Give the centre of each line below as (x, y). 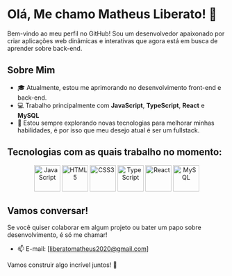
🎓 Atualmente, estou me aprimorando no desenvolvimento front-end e (119, 87)
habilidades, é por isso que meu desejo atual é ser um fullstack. (108, 130)
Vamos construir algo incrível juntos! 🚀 (62, 265)
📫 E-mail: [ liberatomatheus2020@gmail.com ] (83, 249)
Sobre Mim (31, 70)
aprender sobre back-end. (45, 48)
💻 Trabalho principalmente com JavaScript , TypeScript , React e (111, 105)
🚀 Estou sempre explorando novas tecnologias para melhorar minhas (116, 123)
